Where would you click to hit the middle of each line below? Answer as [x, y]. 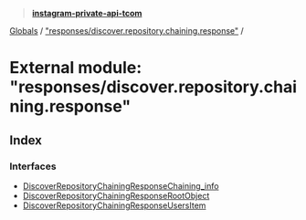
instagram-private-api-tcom [87, 13]
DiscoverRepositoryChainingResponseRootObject [116, 195]
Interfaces [33, 166]
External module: [76, 68]
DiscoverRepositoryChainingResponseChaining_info [121, 185]
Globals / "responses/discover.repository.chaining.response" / [127, 31]
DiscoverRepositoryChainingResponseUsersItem [114, 205]
